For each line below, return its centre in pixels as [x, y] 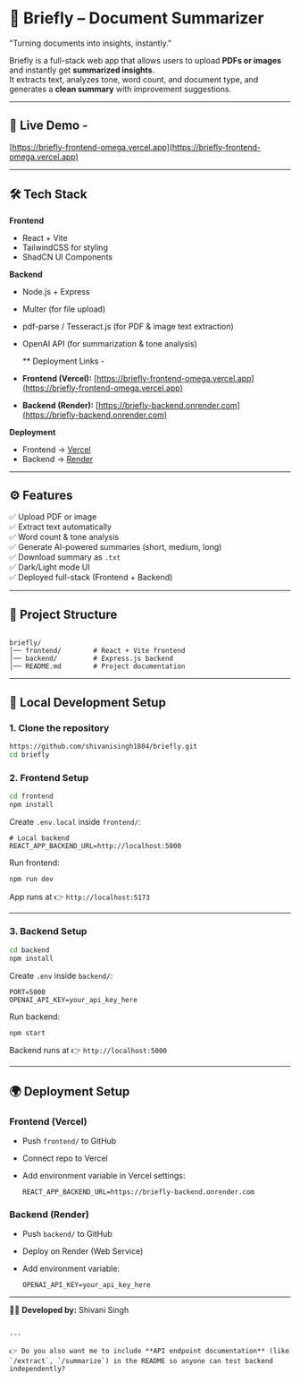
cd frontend [31, 796]
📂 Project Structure [63, 614]
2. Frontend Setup [49, 777]
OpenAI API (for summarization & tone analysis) [110, 343]
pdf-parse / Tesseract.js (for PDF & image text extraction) [128, 326]
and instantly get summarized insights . [82, 70]
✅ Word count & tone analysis [64, 537]
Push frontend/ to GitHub [69, 1141]
